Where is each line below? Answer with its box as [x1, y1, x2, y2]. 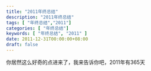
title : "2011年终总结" [6, 8, 58, 15]
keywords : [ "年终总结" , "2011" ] [6, 31, 87, 37]
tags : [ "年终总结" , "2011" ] [6, 20, 72, 25]
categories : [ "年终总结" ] [6, 25, 69, 31]
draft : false [6, 42, 38, 48]
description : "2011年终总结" [6, 14, 74, 20]
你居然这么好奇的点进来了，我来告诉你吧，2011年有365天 [6, 59, 146, 66]
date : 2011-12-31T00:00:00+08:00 [6, 36, 88, 42]
